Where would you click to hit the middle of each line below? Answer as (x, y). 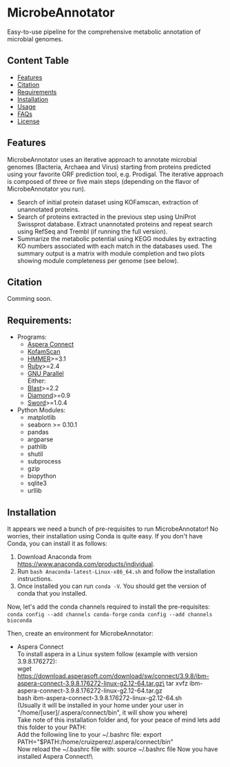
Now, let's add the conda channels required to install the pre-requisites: (108, 607)
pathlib (37, 447)
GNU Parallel (45, 374)
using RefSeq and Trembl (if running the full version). (92, 231)
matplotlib (42, 417)
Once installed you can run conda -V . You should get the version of (112, 586)
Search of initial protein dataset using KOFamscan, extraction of (107, 202)
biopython (42, 476)
